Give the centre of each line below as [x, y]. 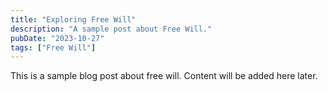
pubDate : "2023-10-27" [57, 38]
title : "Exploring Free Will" [73, 19]
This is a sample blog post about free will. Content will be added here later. [164, 76]
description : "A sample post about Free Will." [111, 29]
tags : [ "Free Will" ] [53, 47]
